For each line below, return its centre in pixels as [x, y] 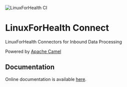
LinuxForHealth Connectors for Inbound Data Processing [64, 41]
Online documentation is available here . [46, 79]
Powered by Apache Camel [33, 51]
